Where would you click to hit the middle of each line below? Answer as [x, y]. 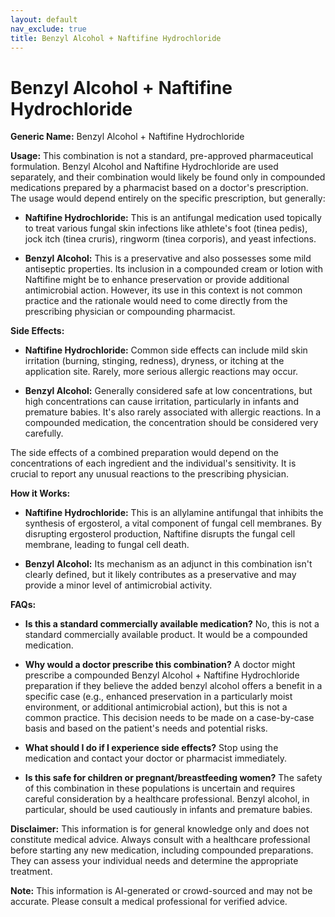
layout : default [44, 19]
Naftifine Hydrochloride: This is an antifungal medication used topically [173, 218]
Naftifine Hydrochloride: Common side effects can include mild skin [166, 350]
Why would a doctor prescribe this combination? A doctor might [160, 665]
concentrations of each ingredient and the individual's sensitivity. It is [153, 463]
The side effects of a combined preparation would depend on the [144, 453]
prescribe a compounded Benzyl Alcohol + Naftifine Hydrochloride [162, 675]
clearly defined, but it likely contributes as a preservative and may [160, 575]
